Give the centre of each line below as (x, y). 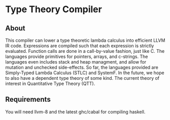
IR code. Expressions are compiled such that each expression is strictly (80, 46)
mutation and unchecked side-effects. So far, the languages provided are (82, 67)
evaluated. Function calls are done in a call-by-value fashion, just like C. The (85, 51)
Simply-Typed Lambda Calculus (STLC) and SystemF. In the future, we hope (85, 73)
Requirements (28, 99)
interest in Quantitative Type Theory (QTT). (50, 83)
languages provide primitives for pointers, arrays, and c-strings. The (77, 56)
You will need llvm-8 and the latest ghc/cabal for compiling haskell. (75, 112)
